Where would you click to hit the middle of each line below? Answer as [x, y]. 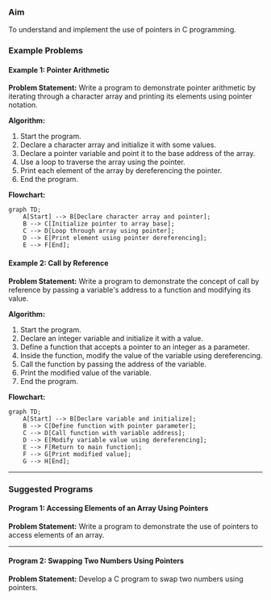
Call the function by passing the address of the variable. [113, 364]
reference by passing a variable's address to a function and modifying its [130, 289]
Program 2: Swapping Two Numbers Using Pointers [96, 561]
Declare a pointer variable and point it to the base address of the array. [138, 154]
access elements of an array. [56, 535]
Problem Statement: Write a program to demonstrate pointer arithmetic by [132, 88]
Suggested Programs [51, 489]
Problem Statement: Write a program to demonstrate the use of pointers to [133, 526]
